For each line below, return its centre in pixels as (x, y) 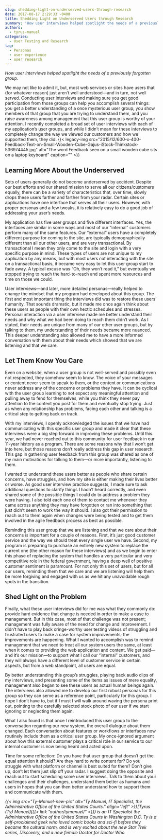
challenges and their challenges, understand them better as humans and (77, 782)
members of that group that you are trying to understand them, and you (76, 114)
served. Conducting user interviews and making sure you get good (72, 98)
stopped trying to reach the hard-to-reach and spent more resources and (78, 274)
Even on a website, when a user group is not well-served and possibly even (81, 372)
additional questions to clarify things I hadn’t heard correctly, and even (76, 489)
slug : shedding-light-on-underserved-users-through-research (68, 9)
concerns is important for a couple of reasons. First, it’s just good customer (80, 535)
